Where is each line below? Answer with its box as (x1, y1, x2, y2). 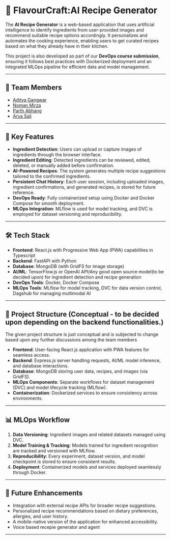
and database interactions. (12, 363, 69, 369)
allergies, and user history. (12, 513, 69, 519)
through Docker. (12, 469, 47, 475)
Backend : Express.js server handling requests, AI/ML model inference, (12, 357, 161, 363)
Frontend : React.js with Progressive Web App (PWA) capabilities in (12, 247, 153, 253)
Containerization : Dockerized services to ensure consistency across (12, 390, 158, 396)
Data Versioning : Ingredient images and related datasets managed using (12, 432, 165, 437)
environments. (12, 395, 43, 402)
